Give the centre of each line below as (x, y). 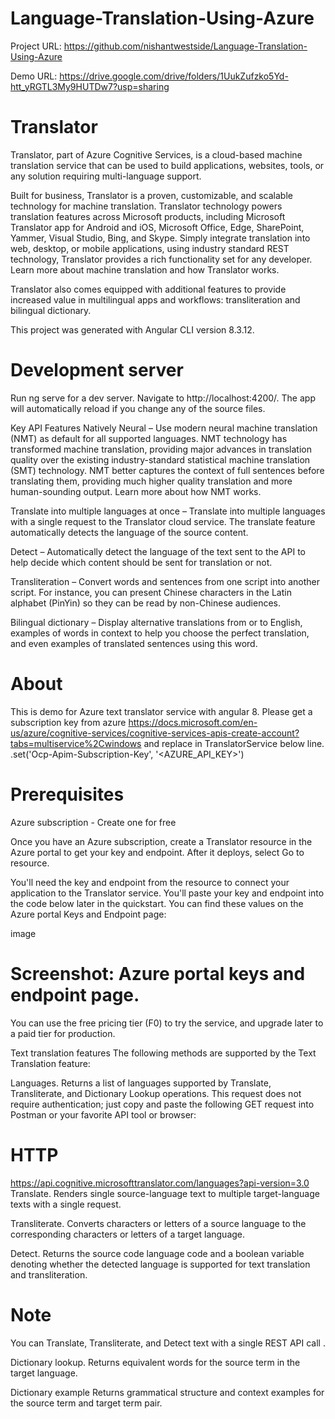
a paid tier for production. (63, 1033)
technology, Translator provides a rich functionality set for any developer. (161, 259)
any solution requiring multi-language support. (106, 176)
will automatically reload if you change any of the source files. (138, 408)
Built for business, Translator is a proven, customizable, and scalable (151, 195)
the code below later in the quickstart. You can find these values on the (157, 903)
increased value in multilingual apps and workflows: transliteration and (155, 299)
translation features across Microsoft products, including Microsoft (148, 216)
